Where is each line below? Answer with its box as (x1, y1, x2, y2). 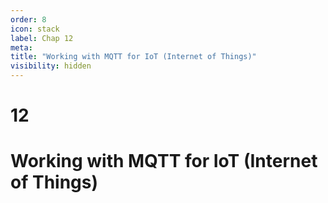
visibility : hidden (10, 61, 92, 71)
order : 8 (10, 14, 47, 25)
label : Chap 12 (10, 33, 74, 43)
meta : (10, 42, 33, 53)
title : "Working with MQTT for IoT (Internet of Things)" (10, 52, 257, 62)
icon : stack (10, 24, 60, 34)
